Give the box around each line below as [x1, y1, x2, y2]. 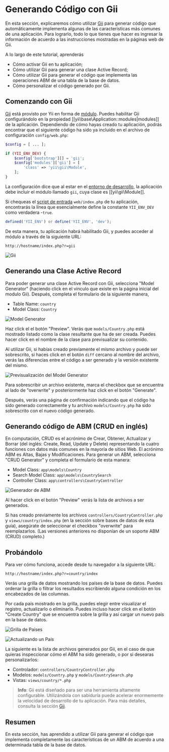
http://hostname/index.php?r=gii [5, 243, 76, 248]
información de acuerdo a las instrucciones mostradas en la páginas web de [5, 36, 164, 42]
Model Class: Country [12, 306, 57, 312]
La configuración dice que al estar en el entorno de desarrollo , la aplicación [5, 183, 162, 190]
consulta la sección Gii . [17, 703, 67, 709]
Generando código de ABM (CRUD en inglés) [5, 422, 148, 431]
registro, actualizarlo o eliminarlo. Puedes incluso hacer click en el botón [5, 606, 156, 612]
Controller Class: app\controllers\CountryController [12, 478, 124, 484]
